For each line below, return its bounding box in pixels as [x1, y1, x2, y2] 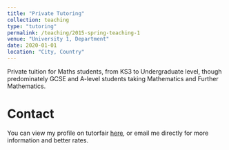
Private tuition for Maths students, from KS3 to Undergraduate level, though [7, 67, 222, 76]
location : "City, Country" [7, 49, 85, 56]
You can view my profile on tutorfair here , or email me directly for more [7, 129, 209, 137]
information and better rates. [7, 136, 88, 144]
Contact [7, 106, 54, 122]
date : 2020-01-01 [7, 42, 57, 49]
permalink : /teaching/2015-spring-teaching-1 [7, 29, 140, 36]
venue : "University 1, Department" [7, 36, 110, 43]
